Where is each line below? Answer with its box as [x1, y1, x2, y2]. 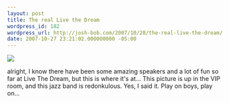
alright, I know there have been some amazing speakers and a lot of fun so [7, 67, 219, 76]
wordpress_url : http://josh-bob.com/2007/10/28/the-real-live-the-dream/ [7, 29, 223, 36]
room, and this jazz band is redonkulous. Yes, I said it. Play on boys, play [7, 82, 213, 90]
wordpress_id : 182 [7, 23, 60, 30]
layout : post [7, 10, 45, 17]
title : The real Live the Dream [7, 16, 100, 23]
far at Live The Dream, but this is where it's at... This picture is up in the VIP [7, 75, 221, 83]
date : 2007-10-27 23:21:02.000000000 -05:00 [7, 36, 137, 43]
